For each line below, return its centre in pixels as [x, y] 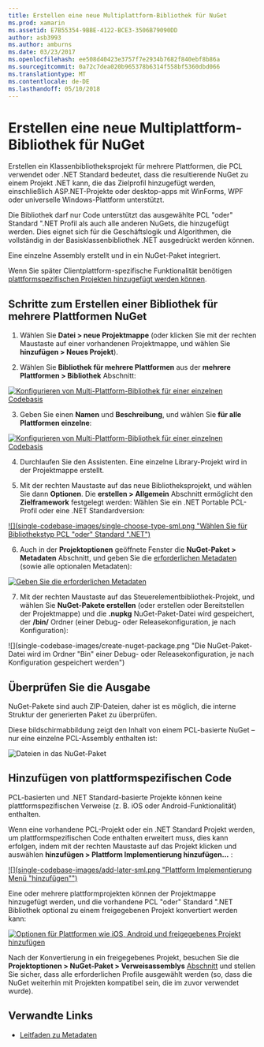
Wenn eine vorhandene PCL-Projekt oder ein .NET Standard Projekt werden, [132, 829]
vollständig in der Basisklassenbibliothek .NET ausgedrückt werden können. [131, 240]
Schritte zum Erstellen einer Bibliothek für [113, 304]
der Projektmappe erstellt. [62, 471]
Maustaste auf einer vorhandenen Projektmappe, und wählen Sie [125, 344]
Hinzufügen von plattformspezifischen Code [120, 779]
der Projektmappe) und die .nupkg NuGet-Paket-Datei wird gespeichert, [137, 614]
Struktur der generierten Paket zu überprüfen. [83, 714]
